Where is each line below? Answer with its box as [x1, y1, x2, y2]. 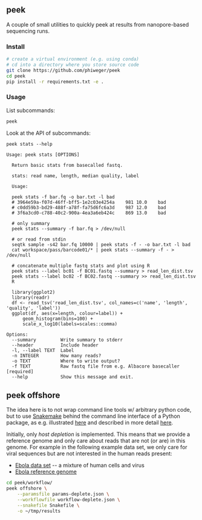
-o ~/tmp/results [17, 508, 61, 514]
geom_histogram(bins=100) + [22, 316, 94, 322]
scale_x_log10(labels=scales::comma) [22, 320, 118, 327]
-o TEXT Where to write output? [11, 358, 120, 364]
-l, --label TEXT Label [11, 347, 74, 353]
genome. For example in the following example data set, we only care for [6, 444, 187, 451]
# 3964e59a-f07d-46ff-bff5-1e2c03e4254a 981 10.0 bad [11, 199, 166, 205]
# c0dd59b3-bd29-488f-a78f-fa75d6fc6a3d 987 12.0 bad [11, 204, 166, 210]
